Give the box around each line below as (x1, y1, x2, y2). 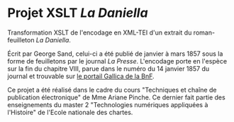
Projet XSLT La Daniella (7, 5, 148, 21)
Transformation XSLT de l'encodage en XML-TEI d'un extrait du (7, 28, 192, 37)
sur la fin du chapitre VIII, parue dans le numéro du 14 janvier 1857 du (7, 64, 210, 73)
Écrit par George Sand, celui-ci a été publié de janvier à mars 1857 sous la (7, 49, 223, 58)
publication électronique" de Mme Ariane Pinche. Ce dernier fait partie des (7, 93, 225, 102)
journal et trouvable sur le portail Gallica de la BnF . (7, 72, 155, 80)
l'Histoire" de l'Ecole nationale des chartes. (7, 108, 133, 116)
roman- (193, 28, 215, 37)
